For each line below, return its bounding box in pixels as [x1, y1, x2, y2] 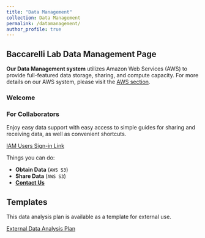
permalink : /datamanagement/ [6, 20, 81, 26]
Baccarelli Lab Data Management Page [6, 48, 157, 59]
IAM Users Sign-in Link [6, 142, 65, 150]
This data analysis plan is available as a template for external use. [6, 213, 171, 221]
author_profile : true [6, 26, 62, 33]
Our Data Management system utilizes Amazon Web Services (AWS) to [6, 65, 188, 72]
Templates [6, 197, 48, 207]
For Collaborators [6, 110, 60, 118]
